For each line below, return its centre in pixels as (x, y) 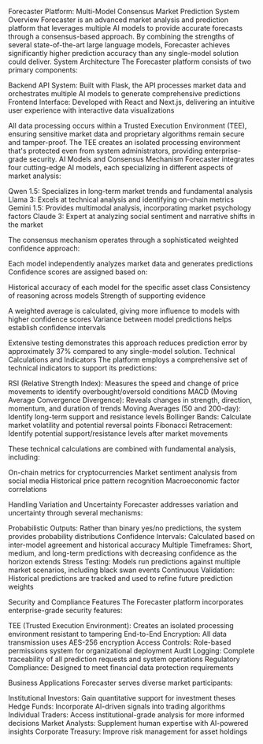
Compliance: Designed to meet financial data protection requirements (121, 668)
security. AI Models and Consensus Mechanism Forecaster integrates (141, 159)
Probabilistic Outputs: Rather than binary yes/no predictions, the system (125, 528)
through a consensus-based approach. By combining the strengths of (121, 36)
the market (26, 225)
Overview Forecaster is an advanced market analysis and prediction (119, 20)
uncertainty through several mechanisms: (76, 513)
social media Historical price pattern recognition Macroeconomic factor (124, 481)
